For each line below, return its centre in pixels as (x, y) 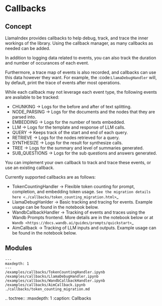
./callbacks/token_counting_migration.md (48, 289)
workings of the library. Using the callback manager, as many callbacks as (79, 43)
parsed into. (24, 117)
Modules (19, 248)
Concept (18, 26)
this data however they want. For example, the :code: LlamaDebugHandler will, (81, 77)
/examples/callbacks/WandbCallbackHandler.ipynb (55, 280)
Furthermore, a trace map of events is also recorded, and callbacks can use (81, 72)
